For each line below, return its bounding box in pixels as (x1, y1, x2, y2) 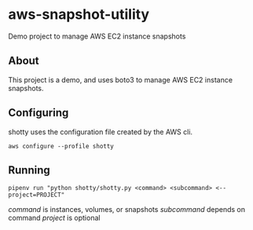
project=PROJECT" (8, 191, 65, 199)
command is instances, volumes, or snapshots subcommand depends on (8, 205, 246, 214)
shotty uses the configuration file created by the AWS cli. (8, 127, 193, 137)
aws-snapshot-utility (8, 5, 150, 24)
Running (8, 163, 51, 177)
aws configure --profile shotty (8, 142, 114, 150)
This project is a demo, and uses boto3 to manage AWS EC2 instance (8, 75, 233, 84)
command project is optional (8, 214, 101, 223)
